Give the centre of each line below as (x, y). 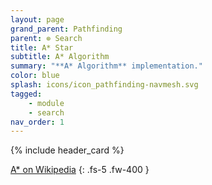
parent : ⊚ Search (46, 38)
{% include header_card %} (67, 150)
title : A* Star (42, 47)
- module (46, 103)
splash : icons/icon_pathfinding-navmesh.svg (104, 85)
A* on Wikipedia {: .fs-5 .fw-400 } (80, 170)
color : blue (35, 76)
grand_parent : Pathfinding (66, 29)
